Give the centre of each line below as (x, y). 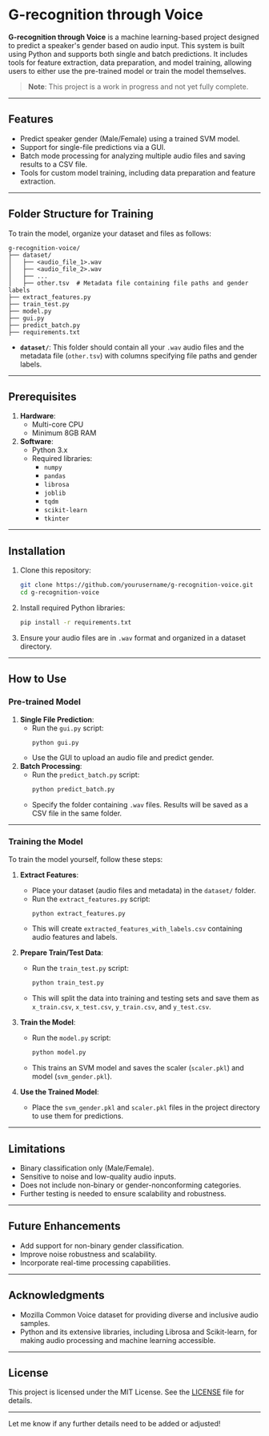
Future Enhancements (65, 1226)
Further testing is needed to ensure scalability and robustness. (123, 1193)
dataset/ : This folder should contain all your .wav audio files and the (132, 347)
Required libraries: (62, 459)
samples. (35, 1323)
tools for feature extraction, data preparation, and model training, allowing (130, 63)
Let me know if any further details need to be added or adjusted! (114, 1424)
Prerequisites (42, 396)
